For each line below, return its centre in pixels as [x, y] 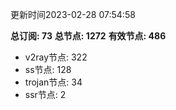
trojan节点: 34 [53, 82]
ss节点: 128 [48, 69]
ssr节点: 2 [45, 94]
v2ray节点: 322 [56, 57]
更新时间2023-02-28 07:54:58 [73, 14]
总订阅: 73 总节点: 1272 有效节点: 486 [88, 36]
